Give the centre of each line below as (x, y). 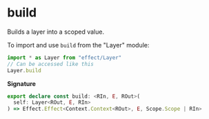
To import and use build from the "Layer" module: (78, 45)
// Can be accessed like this (51, 64)
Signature (22, 83)
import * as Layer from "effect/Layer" (64, 57)
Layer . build (24, 70)
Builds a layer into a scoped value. (56, 32)
